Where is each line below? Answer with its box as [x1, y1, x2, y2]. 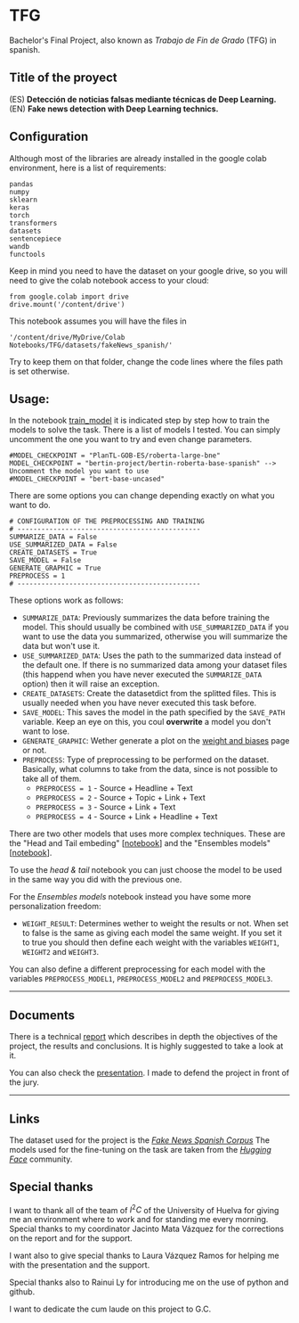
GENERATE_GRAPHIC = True [9, 563, 101, 573]
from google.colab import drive [9, 292, 129, 301]
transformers [9, 218, 58, 227]
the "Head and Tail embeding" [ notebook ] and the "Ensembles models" [9, 838, 271, 849]
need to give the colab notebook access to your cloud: [9, 275, 209, 285]
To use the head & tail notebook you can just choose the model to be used [9, 865, 283, 875]
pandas [9, 179, 34, 188]
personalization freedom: [9, 901, 101, 912]
